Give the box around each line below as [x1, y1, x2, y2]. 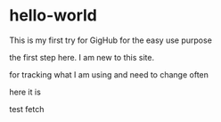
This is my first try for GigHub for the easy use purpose [9, 35, 212, 45]
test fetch [9, 103, 45, 114]
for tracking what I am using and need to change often [9, 69, 209, 80]
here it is [9, 86, 42, 97]
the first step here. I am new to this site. [9, 52, 154, 62]
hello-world [9, 5, 98, 26]
